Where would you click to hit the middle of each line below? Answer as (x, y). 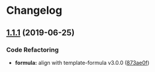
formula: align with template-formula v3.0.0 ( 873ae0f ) (82, 62)
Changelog (34, 10)
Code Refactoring (32, 50)
